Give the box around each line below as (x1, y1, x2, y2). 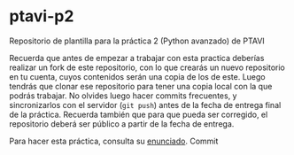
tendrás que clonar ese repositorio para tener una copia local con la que (9, 81, 273, 91)
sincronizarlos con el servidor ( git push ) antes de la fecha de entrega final (9, 99, 282, 110)
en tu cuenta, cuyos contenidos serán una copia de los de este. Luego (9, 71, 266, 81)
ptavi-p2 (9, 6, 74, 27)
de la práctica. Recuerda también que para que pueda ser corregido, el (9, 109, 268, 120)
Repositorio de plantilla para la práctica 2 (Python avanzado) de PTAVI (9, 35, 266, 46)
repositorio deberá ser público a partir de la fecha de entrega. (9, 118, 235, 129)
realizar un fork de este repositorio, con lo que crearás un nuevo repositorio (9, 62, 286, 73)
